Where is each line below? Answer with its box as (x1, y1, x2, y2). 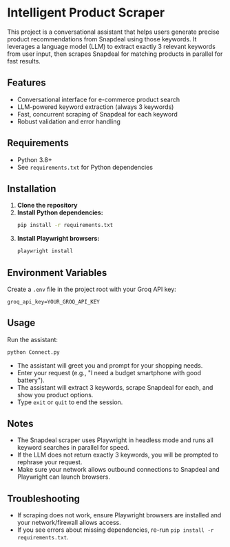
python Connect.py (7, 348, 60, 356)
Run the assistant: (7, 335, 59, 344)
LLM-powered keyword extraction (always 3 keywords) (17, 102, 174, 111)
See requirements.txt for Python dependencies (17, 163, 154, 171)
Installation (7, 183, 56, 195)
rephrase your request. (17, 458, 83, 466)
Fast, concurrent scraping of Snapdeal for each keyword (17, 110, 178, 118)
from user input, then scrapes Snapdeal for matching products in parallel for (7, 50, 223, 58)
